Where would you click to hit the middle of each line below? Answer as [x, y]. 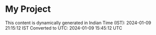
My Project [28, 9]
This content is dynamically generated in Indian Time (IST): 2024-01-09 [78, 23]
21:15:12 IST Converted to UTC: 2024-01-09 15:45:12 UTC [64, 28]
